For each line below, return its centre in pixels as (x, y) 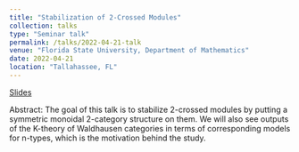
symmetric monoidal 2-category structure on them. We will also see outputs (149, 119)
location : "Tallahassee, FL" (63, 68)
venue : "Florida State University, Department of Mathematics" (129, 51)
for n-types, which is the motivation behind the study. (108, 138)
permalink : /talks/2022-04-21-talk (75, 42)
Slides (21, 92)
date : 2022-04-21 (42, 59)
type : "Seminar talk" (50, 34)
